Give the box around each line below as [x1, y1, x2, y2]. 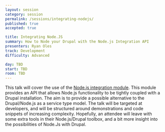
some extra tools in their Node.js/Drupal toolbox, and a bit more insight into [5, 116, 158, 122]
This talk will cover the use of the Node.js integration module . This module [5, 85, 157, 90]
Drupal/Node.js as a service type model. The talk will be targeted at [5, 100, 142, 106]
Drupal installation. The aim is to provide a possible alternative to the [5, 95, 145, 101]
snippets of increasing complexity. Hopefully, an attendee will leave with [5, 111, 152, 117]
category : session [5, 12, 43, 17]
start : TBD [5, 66, 28, 72]
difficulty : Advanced [5, 53, 50, 58]
